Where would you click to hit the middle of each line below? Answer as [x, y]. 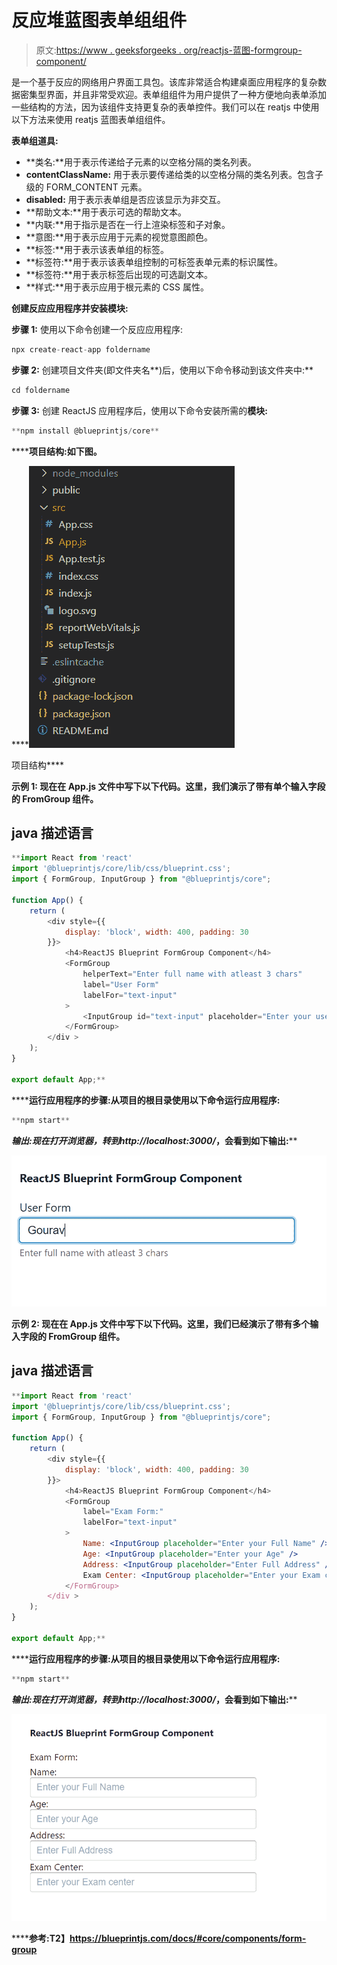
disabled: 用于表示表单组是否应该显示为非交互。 [125, 199]
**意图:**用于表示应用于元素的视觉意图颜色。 [119, 237]
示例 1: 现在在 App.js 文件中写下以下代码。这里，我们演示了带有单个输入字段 [168, 786]
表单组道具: [35, 140]
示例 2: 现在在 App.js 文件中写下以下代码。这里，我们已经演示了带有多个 [161, 1324]
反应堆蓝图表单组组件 [99, 20]
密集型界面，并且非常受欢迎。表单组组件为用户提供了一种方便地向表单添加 [173, 94]
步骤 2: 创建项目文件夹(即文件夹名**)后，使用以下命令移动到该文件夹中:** [162, 370]
